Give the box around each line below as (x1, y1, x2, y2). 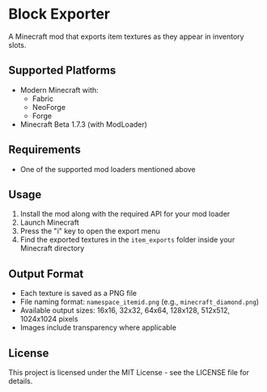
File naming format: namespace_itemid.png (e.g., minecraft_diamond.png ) (19, 297, 260, 307)
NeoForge (32, 102, 66, 112)
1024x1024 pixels (19, 314, 78, 324)
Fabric (32, 94, 54, 103)
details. (8, 377, 33, 386)
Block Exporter (8, 5, 111, 23)
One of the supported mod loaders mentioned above (19, 164, 196, 174)
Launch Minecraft (19, 217, 79, 227)
